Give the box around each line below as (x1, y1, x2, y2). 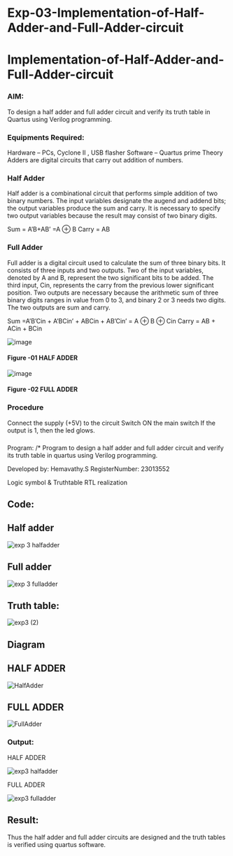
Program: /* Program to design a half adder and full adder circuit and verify (7, 443, 224, 452)
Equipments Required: (7, 132, 85, 142)
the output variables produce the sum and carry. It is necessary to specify (7, 204, 221, 213)
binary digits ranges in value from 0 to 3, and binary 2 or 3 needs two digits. (7, 295, 226, 304)
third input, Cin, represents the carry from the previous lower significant (7, 281, 215, 289)
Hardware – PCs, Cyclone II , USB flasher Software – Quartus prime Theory (7, 148, 223, 157)
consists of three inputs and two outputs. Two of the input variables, (7, 266, 204, 274)
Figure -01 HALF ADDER (7, 353, 78, 362)
